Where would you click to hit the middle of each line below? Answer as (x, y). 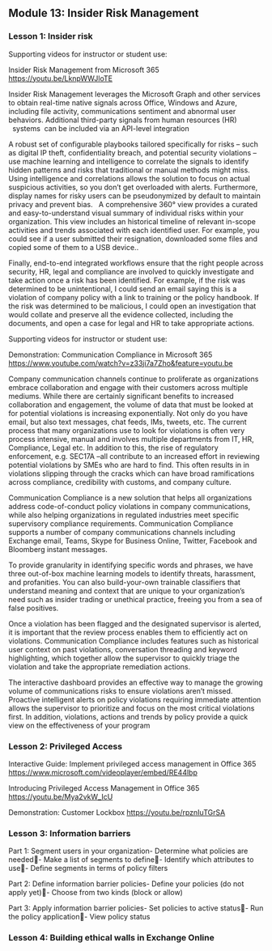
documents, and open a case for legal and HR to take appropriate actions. (132, 323)
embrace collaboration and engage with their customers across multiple (128, 387)
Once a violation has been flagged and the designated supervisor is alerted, (135, 623)
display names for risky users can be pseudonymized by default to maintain (134, 195)
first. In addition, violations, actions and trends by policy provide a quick (128, 716)
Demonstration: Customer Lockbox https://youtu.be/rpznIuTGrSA (117, 812)
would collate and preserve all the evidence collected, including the (121, 314)
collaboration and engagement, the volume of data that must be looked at (131, 405)
